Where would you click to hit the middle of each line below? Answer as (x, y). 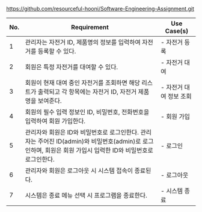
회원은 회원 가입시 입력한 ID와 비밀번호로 (99, 150)
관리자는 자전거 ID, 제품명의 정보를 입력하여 (83, 42)
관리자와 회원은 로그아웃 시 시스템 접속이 (79, 171)
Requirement (90, 27)
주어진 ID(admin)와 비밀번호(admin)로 (90, 141)
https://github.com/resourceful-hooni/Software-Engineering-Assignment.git (100, 9)
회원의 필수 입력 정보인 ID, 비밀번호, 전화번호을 (87, 112)
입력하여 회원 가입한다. (55, 121)
